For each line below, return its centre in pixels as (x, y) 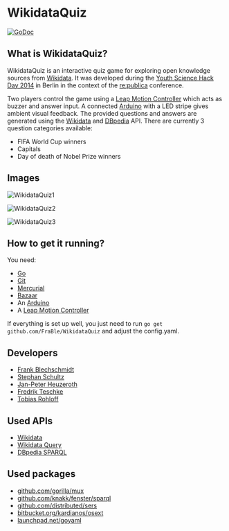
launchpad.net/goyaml (49, 520)
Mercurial (31, 288)
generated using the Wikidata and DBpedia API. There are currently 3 (106, 121)
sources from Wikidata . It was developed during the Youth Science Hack (111, 78)
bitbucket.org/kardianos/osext (60, 513)
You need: (22, 260)
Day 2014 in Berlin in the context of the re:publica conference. (96, 85)
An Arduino (33, 303)
